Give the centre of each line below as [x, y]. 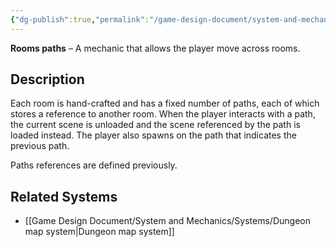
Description [47, 79]
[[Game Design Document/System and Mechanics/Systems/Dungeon [167, 221]
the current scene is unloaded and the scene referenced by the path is [155, 125]
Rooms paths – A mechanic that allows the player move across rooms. [155, 48]
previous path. [40, 146]
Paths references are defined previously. [94, 165]
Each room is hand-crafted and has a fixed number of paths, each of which [165, 103]
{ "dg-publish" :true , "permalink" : [80, 19]
